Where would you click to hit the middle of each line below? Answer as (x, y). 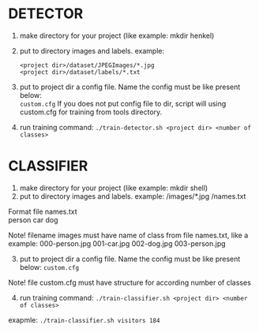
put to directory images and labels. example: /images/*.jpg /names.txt (133, 196)
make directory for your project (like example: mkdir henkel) (117, 35)
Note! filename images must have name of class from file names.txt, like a (128, 235)
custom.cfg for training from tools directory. (91, 112)
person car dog (33, 220)
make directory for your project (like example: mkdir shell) (114, 188)
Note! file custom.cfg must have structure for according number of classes (129, 282)
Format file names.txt (43, 211)
